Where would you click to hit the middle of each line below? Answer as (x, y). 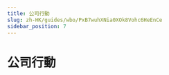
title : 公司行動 (28, 13)
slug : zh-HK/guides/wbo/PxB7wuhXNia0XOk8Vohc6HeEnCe (85, 20)
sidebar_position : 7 (37, 26)
